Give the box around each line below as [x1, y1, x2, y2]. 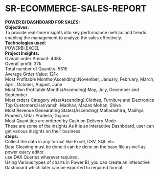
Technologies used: [5, 40, 46, 45]
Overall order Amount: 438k [5, 55, 62, 61]
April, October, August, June [5, 81, 63, 87]
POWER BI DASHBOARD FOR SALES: [5, 19, 80, 25]
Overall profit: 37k [5, 61, 42, 66]
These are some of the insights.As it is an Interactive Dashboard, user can [5, 123, 154, 129]
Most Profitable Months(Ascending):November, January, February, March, [5, 76, 155, 82]
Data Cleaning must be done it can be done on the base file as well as [5, 144, 146, 150]
